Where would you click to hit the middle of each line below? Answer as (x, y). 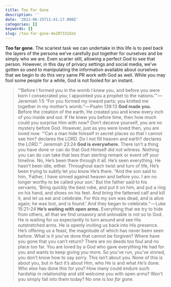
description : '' (22, 15)
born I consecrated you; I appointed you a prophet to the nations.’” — (90, 95)
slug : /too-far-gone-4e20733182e (41, 34)
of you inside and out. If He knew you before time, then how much (87, 117)
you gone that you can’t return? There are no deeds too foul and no (88, 241)
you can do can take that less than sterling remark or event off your (88, 155)
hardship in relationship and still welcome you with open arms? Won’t (90, 274)
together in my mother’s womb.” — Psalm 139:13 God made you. (84, 106)
